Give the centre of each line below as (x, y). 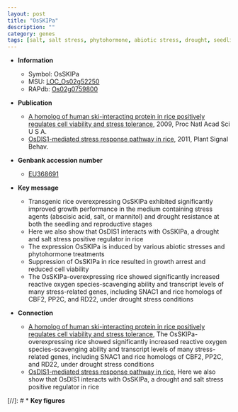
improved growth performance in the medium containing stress (120, 209)
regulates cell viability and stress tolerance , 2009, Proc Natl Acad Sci (129, 124)
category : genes (31, 34)
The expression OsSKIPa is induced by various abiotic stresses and (126, 247)
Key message (38, 188)
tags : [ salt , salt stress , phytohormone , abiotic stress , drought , (109, 40)
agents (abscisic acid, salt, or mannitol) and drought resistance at (124, 217)
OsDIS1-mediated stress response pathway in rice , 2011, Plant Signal (128, 139)
